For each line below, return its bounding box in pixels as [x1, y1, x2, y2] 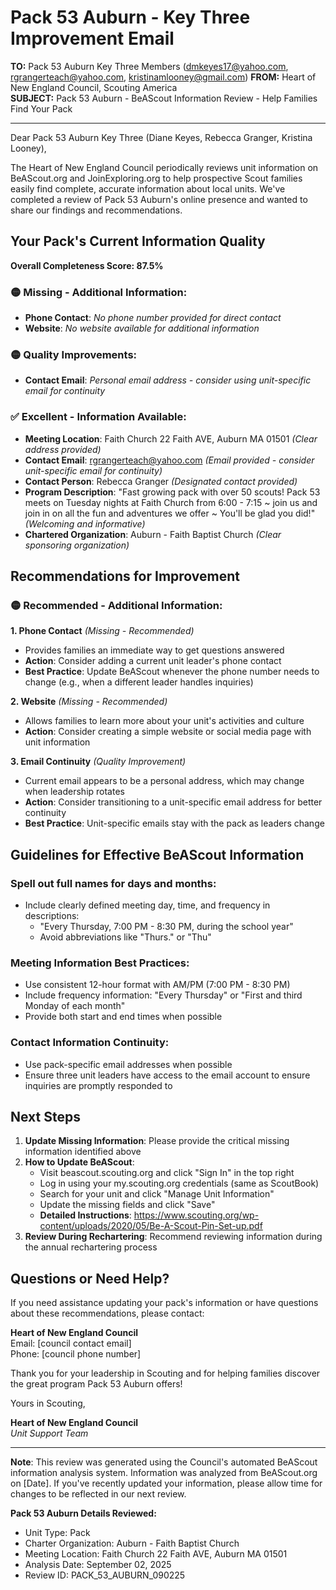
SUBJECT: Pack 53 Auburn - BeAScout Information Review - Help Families [10, 92, 318, 104]
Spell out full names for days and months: [10, 876, 217, 890]
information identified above [24, 1146, 142, 1158]
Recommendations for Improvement [10, 568, 240, 585]
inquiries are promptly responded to [24, 1079, 173, 1091]
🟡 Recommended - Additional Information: [10, 598, 223, 612]
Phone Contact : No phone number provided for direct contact [24, 312, 282, 324]
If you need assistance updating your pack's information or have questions [10, 1297, 319, 1309]
